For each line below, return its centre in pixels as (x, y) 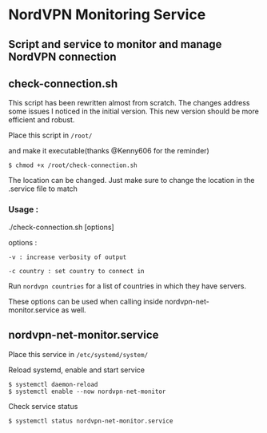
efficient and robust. (42, 120)
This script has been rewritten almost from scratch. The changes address (129, 103)
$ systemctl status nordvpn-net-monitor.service (91, 421)
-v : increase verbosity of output (68, 257)
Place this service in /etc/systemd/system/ (78, 354)
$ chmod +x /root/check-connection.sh (73, 165)
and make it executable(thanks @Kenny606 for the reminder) (109, 151)
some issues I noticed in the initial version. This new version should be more (134, 111)
